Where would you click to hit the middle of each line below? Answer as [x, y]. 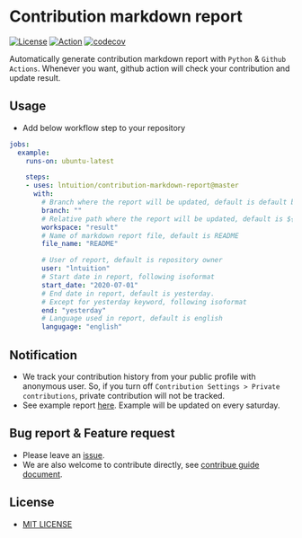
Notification [44, 355]
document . [42, 474]
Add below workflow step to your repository [104, 128]
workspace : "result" [80, 227]
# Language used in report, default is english [132, 319]
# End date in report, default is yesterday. [129, 294]
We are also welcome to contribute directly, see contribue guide [141, 464]
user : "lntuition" [76, 269]
